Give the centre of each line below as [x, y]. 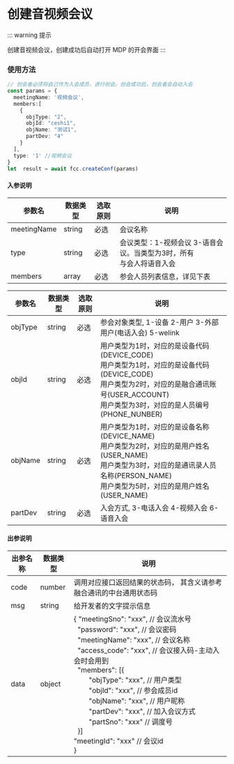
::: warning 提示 [30, 35]
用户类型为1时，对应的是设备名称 [155, 427]
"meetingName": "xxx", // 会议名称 [134, 640]
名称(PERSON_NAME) [136, 475]
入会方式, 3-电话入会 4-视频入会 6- [159, 507]
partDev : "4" [45, 137]
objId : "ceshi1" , [51, 123]
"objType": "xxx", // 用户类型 [135, 680]
